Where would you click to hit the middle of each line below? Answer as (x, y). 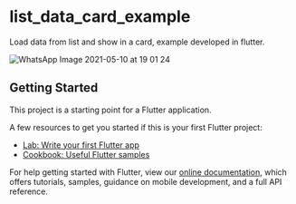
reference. (29, 191)
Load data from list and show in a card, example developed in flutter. (137, 42)
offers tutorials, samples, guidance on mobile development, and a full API (146, 181)
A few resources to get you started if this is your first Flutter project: (136, 127)
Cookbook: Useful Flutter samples (86, 154)
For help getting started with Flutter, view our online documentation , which (148, 172)
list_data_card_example (100, 17)
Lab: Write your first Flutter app (81, 145)
